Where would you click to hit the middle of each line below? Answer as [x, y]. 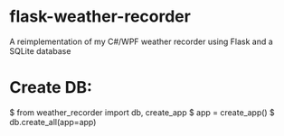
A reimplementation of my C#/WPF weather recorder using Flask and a [141, 41]
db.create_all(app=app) [53, 122]
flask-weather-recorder [100, 17]
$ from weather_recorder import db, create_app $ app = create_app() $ [142, 112]
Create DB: [51, 88]
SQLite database [40, 50]
